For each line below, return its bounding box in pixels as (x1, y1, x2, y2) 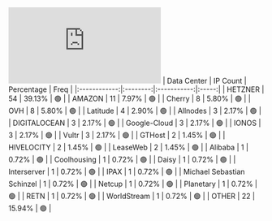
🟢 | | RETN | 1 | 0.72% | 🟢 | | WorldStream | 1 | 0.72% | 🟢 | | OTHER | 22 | (8, 191, 256, 201)
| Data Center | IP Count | (162, 76, 247, 85)
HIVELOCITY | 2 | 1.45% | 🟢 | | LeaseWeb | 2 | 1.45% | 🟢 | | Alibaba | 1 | (8, 142, 249, 152)
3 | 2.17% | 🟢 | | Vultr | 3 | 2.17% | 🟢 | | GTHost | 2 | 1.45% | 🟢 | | (8, 130, 226, 140)
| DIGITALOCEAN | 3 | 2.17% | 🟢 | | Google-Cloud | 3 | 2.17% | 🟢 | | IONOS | (8, 118, 261, 128)
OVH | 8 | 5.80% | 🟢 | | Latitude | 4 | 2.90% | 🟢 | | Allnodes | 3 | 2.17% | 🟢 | (8, 106, 262, 115)
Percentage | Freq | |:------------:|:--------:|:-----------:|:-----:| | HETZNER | (8, 84, 265, 94)
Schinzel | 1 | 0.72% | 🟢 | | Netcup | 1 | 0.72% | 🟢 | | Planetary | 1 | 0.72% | (8, 179, 258, 188)
